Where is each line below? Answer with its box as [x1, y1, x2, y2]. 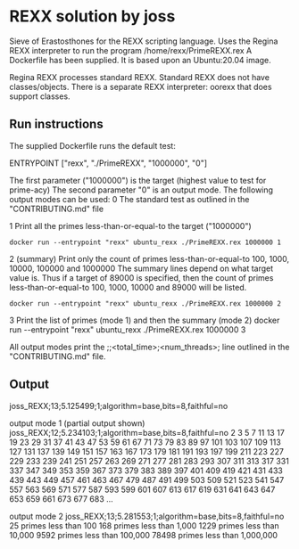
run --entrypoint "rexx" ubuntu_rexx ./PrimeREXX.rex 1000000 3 [9, 324, 246, 335]
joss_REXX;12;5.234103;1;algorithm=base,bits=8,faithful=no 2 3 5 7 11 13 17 [9, 427, 286, 438]
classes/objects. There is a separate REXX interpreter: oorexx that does [9, 81, 272, 92]
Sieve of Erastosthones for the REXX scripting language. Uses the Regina [9, 36, 278, 46]
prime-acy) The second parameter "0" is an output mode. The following [9, 184, 274, 195]
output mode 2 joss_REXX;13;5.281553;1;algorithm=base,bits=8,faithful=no [9, 511, 285, 521]
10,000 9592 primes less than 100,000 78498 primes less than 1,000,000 [9, 529, 278, 540]
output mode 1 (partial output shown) [9, 417, 145, 429]
